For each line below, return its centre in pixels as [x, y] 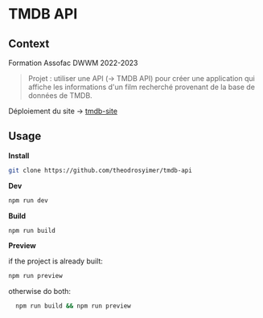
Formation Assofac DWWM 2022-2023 [73, 63]
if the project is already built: [55, 261]
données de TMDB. [60, 96]
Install [19, 155]
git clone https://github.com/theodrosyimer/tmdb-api [101, 170]
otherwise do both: [39, 291]
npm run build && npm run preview [73, 306]
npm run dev [28, 200]
